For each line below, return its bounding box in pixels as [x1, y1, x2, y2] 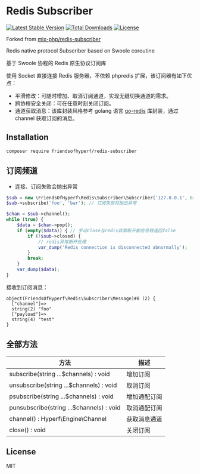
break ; [27, 256, 44, 261]
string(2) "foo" [11, 306, 52, 312]
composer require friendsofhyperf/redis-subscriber [6, 148, 137, 154]
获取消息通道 [126, 415, 162, 423]
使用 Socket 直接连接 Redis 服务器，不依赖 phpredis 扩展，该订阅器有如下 [6, 72, 187, 79]
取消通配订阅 [126, 404, 162, 412]
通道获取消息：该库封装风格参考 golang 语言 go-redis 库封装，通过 [14, 107, 179, 114]
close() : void [9, 426, 46, 434]
